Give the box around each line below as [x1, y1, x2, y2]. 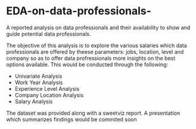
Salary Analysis [14, 97, 53, 105]
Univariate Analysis [14, 72, 63, 79]
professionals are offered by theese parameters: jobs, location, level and [6, 48, 184, 55]
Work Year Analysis [14, 79, 63, 86]
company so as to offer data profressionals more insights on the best [6, 54, 176, 62]
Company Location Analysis [14, 91, 84, 99]
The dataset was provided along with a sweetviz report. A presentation [6, 109, 181, 116]
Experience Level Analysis [14, 85, 80, 92]
